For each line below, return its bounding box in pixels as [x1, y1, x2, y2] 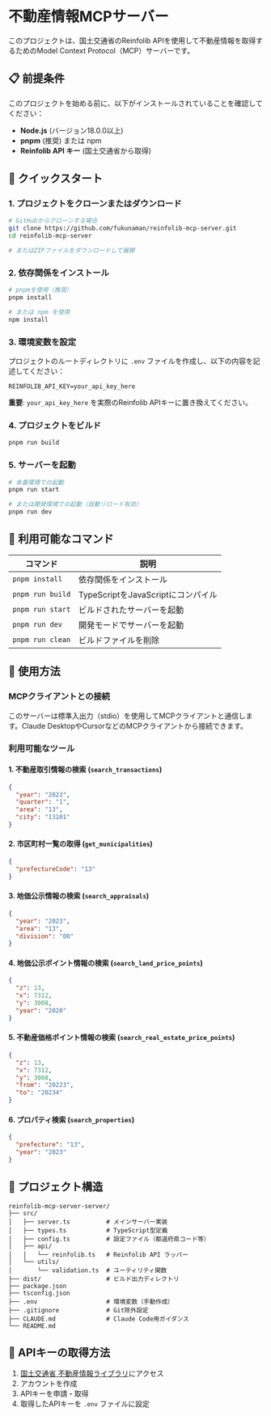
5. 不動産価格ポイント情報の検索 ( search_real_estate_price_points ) [8, 1033, 235, 1042]
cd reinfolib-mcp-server [8, 232, 92, 240]
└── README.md [8, 1321, 57, 1330]
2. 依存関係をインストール [8, 267, 109, 278]
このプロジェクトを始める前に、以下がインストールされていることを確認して [8, 98, 263, 108]
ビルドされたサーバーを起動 [78, 604, 184, 615]
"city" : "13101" [15, 814, 70, 822]
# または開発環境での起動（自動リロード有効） [8, 501, 143, 509]
